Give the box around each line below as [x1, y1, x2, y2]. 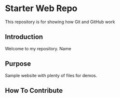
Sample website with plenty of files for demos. [5, 72, 97, 78]
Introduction [5, 33, 43, 41]
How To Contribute [5, 86, 63, 95]
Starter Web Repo [5, 3, 78, 14]
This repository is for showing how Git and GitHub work [5, 19, 115, 25]
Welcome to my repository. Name [5, 45, 71, 51]
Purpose [5, 60, 31, 68]
